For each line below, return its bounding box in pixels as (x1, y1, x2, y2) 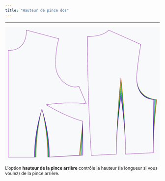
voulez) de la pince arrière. (5, 170, 60, 177)
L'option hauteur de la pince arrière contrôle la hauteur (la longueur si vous (5, 165, 158, 171)
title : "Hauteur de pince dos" (5, 8, 69, 13)
